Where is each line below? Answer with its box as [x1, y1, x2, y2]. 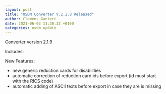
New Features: [5, 58, 35, 64]
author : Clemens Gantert [5, 16, 56, 21]
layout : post [5, 7, 32, 12]
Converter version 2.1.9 [5, 39, 53, 45]
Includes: [5, 49, 24, 55]
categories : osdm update [5, 26, 56, 31]
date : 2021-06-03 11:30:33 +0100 [5, 21, 74, 26]
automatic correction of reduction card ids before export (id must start [12, 73, 156, 79]
